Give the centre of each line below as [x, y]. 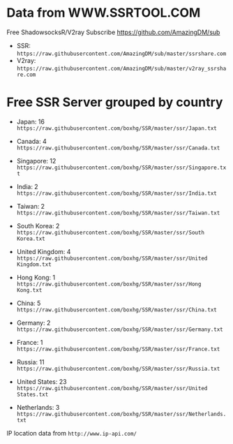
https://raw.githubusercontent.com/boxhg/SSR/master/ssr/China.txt [116, 310]
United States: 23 [42, 381]
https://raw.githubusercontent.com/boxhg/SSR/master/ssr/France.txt [118, 349]
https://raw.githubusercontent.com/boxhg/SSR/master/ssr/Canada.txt [118, 148]
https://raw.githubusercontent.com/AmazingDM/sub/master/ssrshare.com [121, 54]
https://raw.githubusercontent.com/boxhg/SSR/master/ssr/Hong [109, 284]
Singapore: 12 [36, 161]
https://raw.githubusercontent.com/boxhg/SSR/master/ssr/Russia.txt [118, 369]
